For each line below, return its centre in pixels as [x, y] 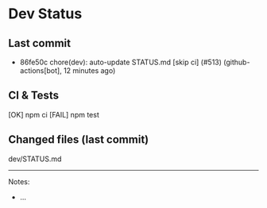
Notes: [19, 181]
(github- [237, 62]
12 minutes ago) [89, 71]
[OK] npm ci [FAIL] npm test [54, 114]
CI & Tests [34, 96]
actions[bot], [41, 71]
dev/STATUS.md [35, 159]
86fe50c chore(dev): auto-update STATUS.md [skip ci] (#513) [121, 62]
